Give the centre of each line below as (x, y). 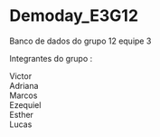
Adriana (24, 85)
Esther (22, 114)
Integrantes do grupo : (51, 58)
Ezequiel (25, 104)
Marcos (24, 95)
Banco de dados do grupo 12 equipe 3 (80, 41)
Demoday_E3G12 (74, 16)
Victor (21, 76)
